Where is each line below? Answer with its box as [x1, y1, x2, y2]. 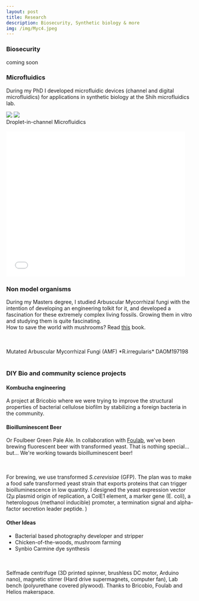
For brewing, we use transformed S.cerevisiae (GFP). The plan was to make [6, 473, 192, 481]
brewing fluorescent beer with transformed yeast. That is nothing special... [6, 443, 189, 450]
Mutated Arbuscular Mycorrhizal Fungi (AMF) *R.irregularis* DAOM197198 [6, 348, 189, 355]
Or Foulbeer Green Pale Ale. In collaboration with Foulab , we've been [6, 436, 176, 444]
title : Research [6, 14, 46, 20]
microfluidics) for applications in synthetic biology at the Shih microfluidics [6, 93, 189, 100]
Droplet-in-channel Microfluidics [6, 118, 86, 125]
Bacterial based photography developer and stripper [14, 532, 144, 540]
